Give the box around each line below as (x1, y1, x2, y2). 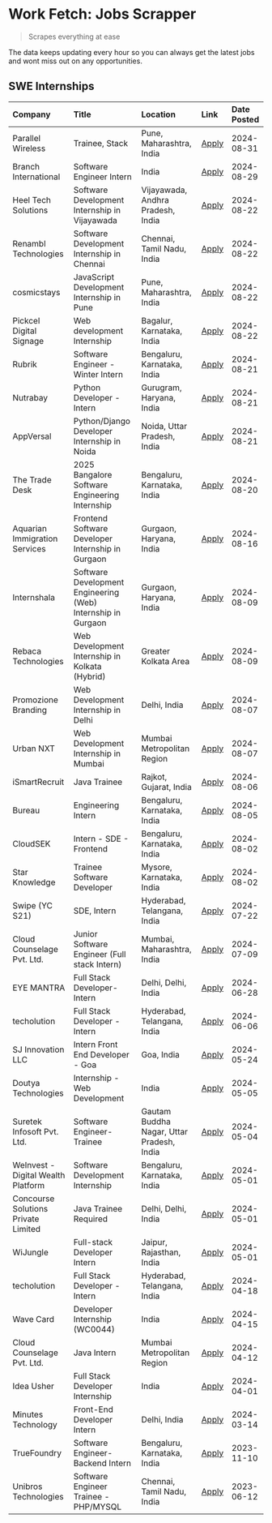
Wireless (12, 143, 46, 154)
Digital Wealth (12, 1169, 66, 1181)
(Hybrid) (73, 671, 106, 682)
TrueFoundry (12, 1447, 62, 1458)
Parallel (12, 132, 41, 144)
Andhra (141, 194, 170, 205)
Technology (12, 1418, 58, 1430)
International (12, 171, 61, 182)
